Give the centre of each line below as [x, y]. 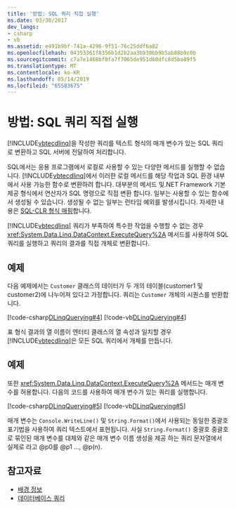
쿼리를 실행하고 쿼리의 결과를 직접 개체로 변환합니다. [78, 244]
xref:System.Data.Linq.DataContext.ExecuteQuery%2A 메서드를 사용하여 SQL [118, 234]
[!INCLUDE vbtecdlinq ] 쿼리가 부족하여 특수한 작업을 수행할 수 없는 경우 [105, 226]
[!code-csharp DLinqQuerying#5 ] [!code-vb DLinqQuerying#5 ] [97, 406]
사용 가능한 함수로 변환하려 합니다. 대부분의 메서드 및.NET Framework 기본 [123, 185]
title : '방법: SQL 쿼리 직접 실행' [53, 14]
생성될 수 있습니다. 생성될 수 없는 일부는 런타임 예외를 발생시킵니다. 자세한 [116, 202]
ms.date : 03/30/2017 [38, 20]
